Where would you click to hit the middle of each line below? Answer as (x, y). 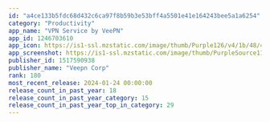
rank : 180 (25, 75)
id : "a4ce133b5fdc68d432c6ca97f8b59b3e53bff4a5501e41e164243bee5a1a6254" (135, 16)
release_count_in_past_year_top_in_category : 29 (91, 105)
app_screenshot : (35, 53)
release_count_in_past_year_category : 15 (79, 98)
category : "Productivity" (51, 23)
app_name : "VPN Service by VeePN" (66, 31)
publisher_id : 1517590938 (51, 61)
